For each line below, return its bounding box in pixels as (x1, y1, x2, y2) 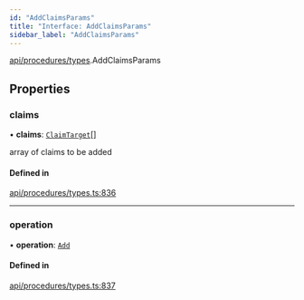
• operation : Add (9, 239, 71, 250)
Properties (9, 81, 71, 96)
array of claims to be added (9, 147, 113, 158)
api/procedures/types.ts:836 (9, 188, 117, 198)
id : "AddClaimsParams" (9, 13, 95, 23)
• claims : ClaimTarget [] (9, 129, 97, 140)
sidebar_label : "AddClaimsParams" (9, 30, 140, 39)
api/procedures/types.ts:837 (9, 280, 116, 291)
